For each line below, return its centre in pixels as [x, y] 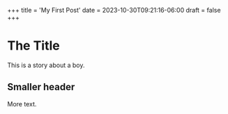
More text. [22, 104]
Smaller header [41, 87]
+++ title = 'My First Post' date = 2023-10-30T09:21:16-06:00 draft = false [114, 10]
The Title [34, 46]
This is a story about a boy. [46, 65]
